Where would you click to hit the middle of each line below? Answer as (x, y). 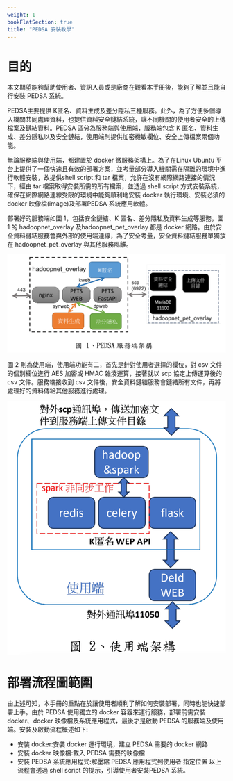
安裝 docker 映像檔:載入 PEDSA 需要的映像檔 (81, 753)
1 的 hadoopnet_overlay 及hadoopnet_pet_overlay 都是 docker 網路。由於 (112, 227)
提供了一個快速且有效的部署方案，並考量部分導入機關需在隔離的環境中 (119, 169)
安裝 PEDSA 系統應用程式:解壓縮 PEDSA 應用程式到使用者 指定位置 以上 (119, 762)
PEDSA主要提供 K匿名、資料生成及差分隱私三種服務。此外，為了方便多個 (111, 110)
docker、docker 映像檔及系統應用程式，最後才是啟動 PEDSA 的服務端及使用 (115, 721)
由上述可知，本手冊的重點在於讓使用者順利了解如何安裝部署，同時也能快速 (113, 703)
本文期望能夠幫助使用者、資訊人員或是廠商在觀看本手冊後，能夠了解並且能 (113, 88)
